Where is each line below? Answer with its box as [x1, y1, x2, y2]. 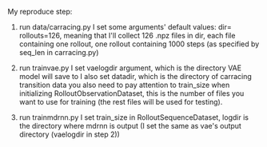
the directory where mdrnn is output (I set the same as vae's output [18, 121, 241, 130]
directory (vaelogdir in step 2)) [18, 129, 121, 139]
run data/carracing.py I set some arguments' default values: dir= [18, 22, 233, 31]
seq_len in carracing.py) [18, 48, 99, 57]
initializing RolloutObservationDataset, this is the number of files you [18, 89, 245, 98]
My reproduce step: [7, 7, 73, 16]
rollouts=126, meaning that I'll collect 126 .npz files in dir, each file [18, 31, 236, 40]
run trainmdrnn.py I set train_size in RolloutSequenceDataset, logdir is [18, 113, 249, 122]
